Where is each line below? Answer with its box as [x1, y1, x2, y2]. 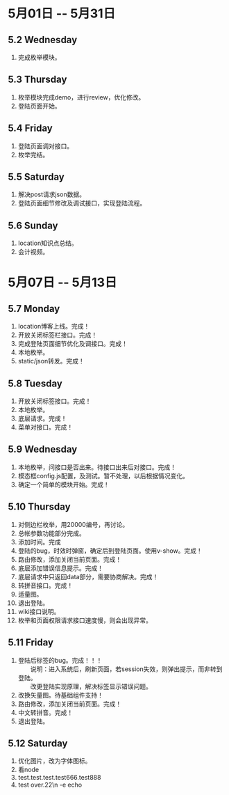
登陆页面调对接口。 [17, 141, 74, 150]
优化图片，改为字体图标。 [17, 757, 92, 765]
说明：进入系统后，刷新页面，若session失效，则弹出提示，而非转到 [30, 665, 223, 673]
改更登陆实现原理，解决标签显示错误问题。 [30, 682, 152, 691]
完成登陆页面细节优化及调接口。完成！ [17, 340, 128, 348]
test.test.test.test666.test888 [17, 773, 101, 782]
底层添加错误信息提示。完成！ [17, 564, 103, 572]
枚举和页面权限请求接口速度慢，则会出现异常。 [17, 616, 152, 624]
